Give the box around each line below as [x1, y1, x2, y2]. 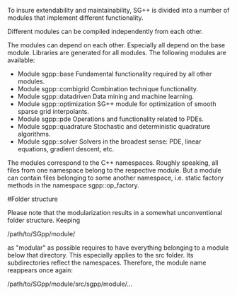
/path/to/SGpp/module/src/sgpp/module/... [7, 279, 133, 288]
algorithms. [17, 130, 51, 138]
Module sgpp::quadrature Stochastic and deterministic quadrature [17, 122, 211, 130]
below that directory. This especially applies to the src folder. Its [7, 251, 194, 259]
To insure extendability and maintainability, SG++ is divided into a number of [7, 6, 230, 14]
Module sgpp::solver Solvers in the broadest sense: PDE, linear [17, 137, 202, 146]
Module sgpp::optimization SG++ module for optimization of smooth [17, 100, 216, 108]
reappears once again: [7, 266, 73, 274]
